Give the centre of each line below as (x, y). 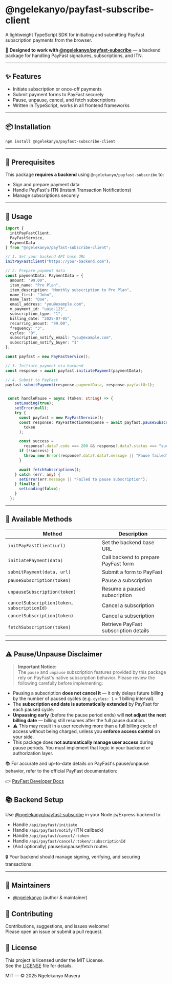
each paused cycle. (33, 709)
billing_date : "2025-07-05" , (41, 318)
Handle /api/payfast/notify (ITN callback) (58, 830)
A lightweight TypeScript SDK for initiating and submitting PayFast (75, 34)
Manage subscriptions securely (46, 195)
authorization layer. (33, 753)
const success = (36, 441)
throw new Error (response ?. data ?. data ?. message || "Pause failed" (96, 456)
